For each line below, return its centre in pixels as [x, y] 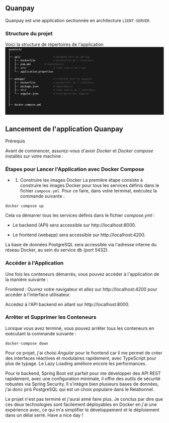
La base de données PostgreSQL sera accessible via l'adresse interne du [81, 245]
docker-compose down [27, 343]
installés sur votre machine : [34, 156]
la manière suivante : [27, 279]
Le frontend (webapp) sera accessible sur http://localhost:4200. [79, 235]
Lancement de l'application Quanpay [64, 129]
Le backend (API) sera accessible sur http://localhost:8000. [74, 225]
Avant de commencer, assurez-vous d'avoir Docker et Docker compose [79, 151]
